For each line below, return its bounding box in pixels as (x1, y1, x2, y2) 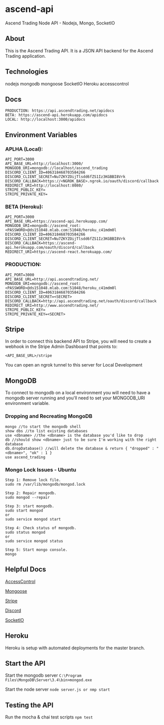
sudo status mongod (5, 530, 46, 535)
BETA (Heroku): (5, 203, 44, 210)
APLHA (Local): (5, 146, 43, 153)
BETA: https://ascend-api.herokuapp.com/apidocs (5, 113, 108, 118)
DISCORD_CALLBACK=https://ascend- (5, 241, 77, 246)
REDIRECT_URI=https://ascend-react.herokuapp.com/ (5, 249, 112, 255)
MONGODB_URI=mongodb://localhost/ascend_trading (5, 166, 108, 171)
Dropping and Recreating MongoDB (5, 413, 93, 420)
